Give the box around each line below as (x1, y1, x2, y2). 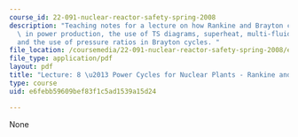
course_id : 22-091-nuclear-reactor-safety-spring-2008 (9, 12, 216, 22)
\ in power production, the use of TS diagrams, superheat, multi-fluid (17, 29, 292, 38)
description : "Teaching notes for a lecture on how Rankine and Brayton (9, 21, 284, 30)
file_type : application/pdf (9, 54, 114, 63)
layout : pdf (9, 63, 53, 72)
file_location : (9, 46, 66, 55)
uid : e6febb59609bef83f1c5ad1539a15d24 (9, 87, 157, 95)
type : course (9, 79, 58, 88)
